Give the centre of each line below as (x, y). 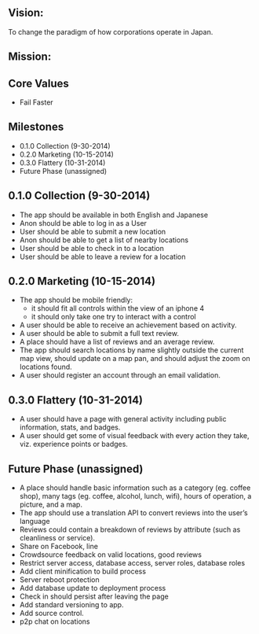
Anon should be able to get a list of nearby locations (104, 240)
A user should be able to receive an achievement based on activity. (128, 325)
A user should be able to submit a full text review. (99, 334)
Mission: (30, 57)
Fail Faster (36, 102)
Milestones (36, 127)
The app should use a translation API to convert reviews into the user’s (134, 513)
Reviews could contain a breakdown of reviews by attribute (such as (130, 529)
